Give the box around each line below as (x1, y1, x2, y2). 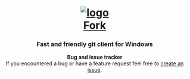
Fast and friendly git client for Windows (36, 40, 154, 48)
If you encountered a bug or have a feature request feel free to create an (5, 60, 184, 67)
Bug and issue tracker (67, 54, 123, 61)
